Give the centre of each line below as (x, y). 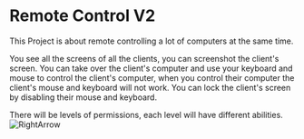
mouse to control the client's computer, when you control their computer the (152, 77)
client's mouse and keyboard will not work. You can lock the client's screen (150, 87)
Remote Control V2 (83, 16)
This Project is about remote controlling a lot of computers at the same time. (152, 41)
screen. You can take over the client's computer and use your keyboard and (151, 68)
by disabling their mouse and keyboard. (83, 97)
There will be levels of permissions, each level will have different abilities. (146, 114)
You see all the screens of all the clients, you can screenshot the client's (144, 58)
